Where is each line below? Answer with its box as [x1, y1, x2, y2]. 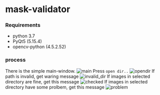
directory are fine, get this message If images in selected [5, 78, 148, 84]
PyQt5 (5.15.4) [12, 38, 42, 44]
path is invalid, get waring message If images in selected [5, 73, 150, 79]
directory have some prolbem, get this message [5, 84, 105, 90]
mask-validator [5, 4, 71, 15]
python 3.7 [12, 33, 35, 39]
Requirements [5, 22, 41, 29]
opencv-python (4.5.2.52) [12, 44, 67, 50]
